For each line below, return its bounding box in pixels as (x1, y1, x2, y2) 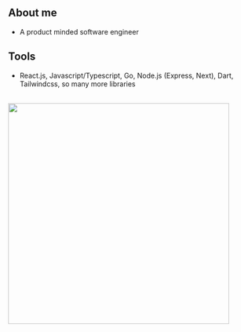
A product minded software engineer (19, 27, 139, 36)
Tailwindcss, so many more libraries (19, 78, 136, 89)
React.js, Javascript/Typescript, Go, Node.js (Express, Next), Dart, (19, 71, 234, 80)
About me (8, 6, 57, 20)
